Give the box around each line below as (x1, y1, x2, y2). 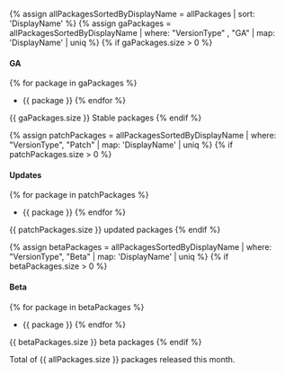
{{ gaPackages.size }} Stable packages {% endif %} (9, 112, 202, 123)
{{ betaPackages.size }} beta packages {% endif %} (9, 336, 202, 347)
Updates (9, 169, 42, 180)
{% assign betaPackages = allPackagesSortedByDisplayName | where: (9, 242, 272, 253)
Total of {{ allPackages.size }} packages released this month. (9, 353, 236, 364)
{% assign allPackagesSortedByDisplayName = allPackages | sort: (9, 9, 255, 19)
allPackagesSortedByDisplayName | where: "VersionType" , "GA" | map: (9, 28, 276, 38)
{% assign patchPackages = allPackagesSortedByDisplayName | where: (9, 130, 277, 141)
